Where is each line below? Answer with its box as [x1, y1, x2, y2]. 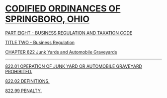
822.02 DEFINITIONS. [5, 78, 50, 84]
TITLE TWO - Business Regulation [5, 39, 75, 45]
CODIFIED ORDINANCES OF [5, 3, 121, 14]
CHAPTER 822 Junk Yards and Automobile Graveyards [5, 49, 117, 55]
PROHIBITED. [5, 68, 32, 74]
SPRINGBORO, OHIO [5, 13, 89, 25]
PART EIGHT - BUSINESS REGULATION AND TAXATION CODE [5, 30, 133, 36]
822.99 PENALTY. [5, 88, 42, 94]
